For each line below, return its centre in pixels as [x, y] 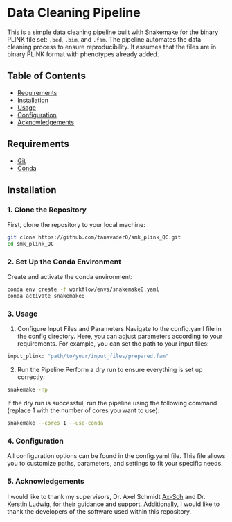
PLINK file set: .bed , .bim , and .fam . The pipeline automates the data [104, 39]
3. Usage [23, 314]
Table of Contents [47, 76]
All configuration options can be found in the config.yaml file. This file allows [116, 456]
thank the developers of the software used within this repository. [99, 511]
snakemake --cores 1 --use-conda [55, 423]
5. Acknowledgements [46, 482]
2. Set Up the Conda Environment [64, 262]
